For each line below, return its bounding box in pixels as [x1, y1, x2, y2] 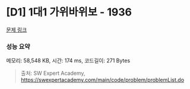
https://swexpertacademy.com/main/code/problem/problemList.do [20, 77, 185, 84]
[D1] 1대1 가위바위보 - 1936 [6, 5, 132, 19]
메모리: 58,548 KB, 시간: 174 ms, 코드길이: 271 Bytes [6, 57, 131, 64]
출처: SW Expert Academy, [20, 69, 85, 77]
